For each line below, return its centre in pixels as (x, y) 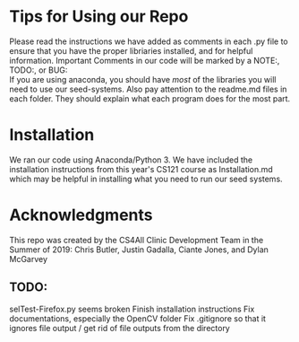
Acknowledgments (81, 215)
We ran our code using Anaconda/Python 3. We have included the (131, 160)
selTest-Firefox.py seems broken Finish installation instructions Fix (132, 309)
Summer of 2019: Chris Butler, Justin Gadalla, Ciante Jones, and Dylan (139, 250)
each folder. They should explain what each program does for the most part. (150, 98)
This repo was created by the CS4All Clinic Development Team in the (137, 240)
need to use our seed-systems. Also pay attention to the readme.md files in (148, 89)
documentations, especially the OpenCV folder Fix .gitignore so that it (138, 318)
